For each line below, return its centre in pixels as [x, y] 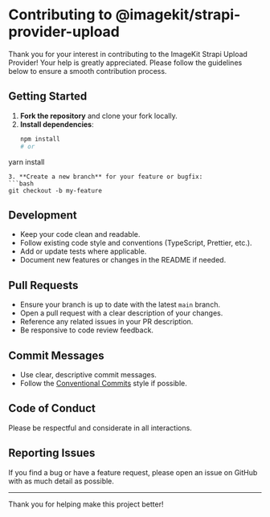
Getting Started [48, 97]
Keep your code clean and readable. [80, 234]
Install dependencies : [57, 124]
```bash [21, 183]
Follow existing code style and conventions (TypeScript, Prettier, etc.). [136, 243]
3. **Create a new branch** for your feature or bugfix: [106, 177]
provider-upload [64, 32]
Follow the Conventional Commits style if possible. [103, 383]
